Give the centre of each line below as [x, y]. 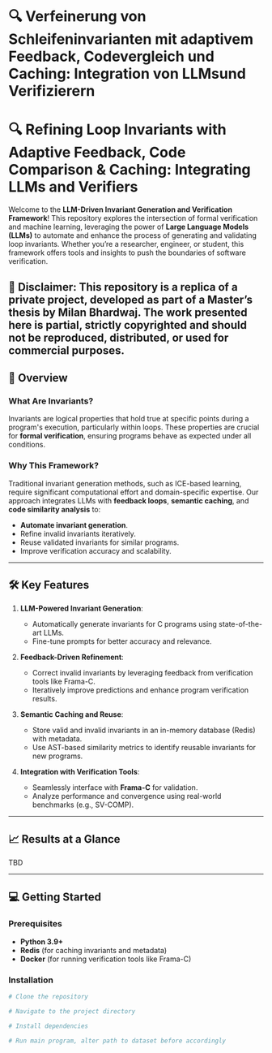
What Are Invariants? [51, 401]
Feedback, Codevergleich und [111, 56]
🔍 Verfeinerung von [77, 17]
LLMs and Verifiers [73, 187]
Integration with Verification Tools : [80, 772]
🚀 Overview [38, 378]
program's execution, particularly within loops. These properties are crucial [134, 427]
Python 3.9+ [41, 941]
